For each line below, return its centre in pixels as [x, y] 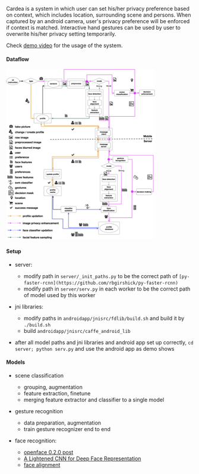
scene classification [39, 375]
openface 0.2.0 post [48, 452]
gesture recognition [39, 411]
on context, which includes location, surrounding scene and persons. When [99, 15]
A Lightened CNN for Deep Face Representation [82, 459]
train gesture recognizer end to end [67, 429]
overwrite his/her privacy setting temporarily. [61, 34]
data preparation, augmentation [62, 423]
